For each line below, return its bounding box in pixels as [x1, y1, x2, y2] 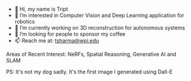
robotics [14, 18, 35, 25]
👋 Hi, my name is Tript [14, 6, 68, 12]
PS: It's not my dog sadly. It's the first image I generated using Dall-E [6, 68, 173, 75]
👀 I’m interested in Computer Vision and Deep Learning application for [14, 12, 185, 19]
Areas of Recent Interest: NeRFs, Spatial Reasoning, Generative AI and [6, 50, 176, 58]
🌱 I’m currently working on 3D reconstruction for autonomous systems [14, 24, 185, 31]
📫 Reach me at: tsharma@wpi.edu [14, 37, 99, 44]
